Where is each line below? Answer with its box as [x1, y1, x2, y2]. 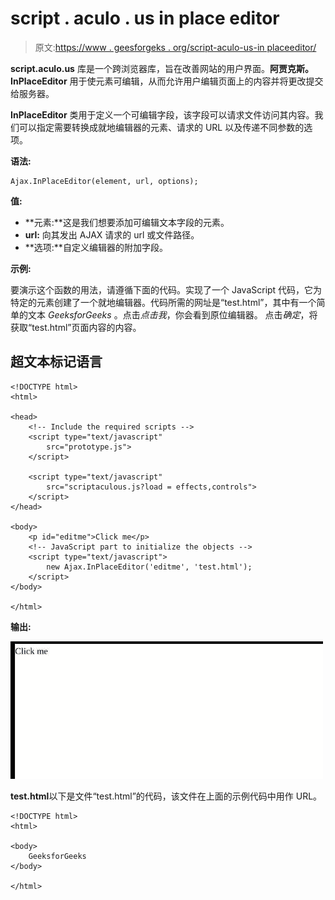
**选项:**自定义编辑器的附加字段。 [24, 241, 168, 253]
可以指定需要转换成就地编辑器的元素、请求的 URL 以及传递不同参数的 [18, 121, 305, 133]
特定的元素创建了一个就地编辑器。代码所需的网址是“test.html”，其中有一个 [10, 296, 317, 308]
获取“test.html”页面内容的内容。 [10, 321, 142, 333]
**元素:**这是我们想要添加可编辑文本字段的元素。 [24, 216, 230, 228]
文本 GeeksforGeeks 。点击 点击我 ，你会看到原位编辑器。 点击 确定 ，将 [27, 308, 318, 321]
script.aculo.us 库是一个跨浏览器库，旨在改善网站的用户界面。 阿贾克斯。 [10, 62, 314, 74]
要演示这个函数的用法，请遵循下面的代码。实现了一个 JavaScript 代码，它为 [10, 283, 323, 296]
